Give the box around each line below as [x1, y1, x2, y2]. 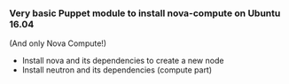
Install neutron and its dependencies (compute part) [21, 65, 213, 75]
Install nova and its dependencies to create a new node [21, 56, 224, 66]
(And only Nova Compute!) [9, 38, 107, 49]
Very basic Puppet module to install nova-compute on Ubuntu [9, 7, 281, 19]
